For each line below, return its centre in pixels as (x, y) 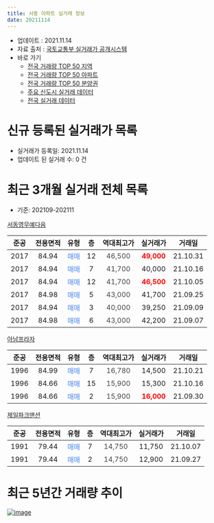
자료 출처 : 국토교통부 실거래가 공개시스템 (72, 49)
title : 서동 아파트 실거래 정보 (46, 13)
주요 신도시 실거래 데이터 (60, 92)
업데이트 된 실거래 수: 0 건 (52, 159)
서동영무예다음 (27, 224)
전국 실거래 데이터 (51, 100)
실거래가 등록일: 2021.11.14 (53, 151)
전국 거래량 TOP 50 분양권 (62, 83)
